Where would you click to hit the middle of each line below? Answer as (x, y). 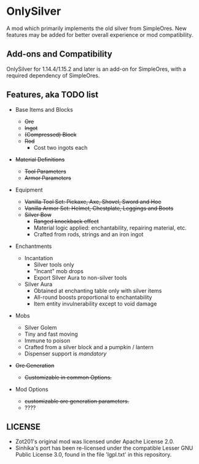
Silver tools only (54, 265)
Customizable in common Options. (68, 377)
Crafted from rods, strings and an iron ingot (88, 234)
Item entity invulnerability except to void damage (95, 304)
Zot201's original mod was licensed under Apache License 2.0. (95, 442)
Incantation (39, 258)
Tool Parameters (45, 171)
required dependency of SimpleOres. (53, 75)
